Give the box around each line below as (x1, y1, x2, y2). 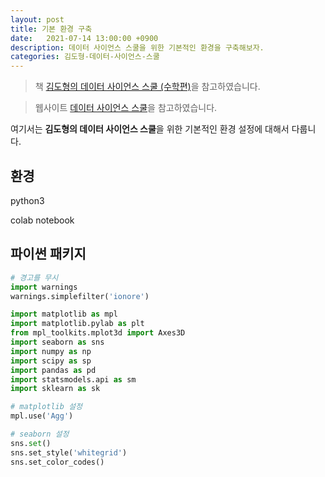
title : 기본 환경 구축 (10, 24, 93, 34)
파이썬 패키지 (10, 246, 87, 263)
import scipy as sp (10, 356, 92, 366)
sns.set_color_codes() (10, 457, 105, 467)
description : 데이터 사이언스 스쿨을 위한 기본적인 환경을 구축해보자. (10, 42, 265, 53)
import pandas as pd (10, 365, 97, 375)
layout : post (10, 14, 65, 25)
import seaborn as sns (10, 337, 105, 347)
